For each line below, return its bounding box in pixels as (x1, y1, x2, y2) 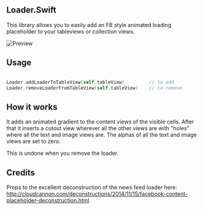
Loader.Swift (6, 5, 56, 15)
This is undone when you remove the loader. (6, 150, 119, 157)
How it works (6, 101, 58, 112)
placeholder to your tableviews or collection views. (6, 28, 135, 35)
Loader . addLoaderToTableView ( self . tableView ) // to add (6, 79, 174, 85)
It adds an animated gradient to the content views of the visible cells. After (6, 118, 194, 125)
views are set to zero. (6, 138, 61, 145)
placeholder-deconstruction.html (6, 196, 90, 204)
